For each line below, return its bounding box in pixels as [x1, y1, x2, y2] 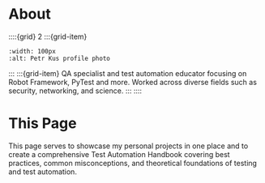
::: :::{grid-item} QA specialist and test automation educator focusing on [8, 68, 247, 78]
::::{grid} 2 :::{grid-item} [8, 32, 88, 41]
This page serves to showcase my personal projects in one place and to [8, 141, 249, 151]
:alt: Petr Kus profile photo [8, 54, 111, 62]
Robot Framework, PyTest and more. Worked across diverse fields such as [8, 77, 258, 87]
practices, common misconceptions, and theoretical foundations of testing [8, 158, 258, 168]
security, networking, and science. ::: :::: [8, 86, 143, 96]
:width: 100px [8, 47, 57, 55]
